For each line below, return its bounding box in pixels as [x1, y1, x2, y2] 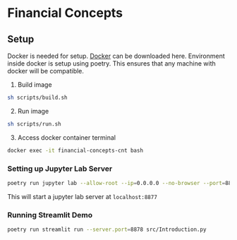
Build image [17, 80, 52, 89]
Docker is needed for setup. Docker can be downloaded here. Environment [7, 52, 226, 60]
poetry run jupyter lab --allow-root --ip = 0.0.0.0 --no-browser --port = [7, 179, 226, 186]
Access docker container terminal [17, 133, 116, 142]
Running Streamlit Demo [7, 210, 93, 220]
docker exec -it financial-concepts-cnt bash [7, 147, 143, 154]
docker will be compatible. [7, 67, 85, 75]
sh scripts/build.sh [7, 94, 68, 101]
